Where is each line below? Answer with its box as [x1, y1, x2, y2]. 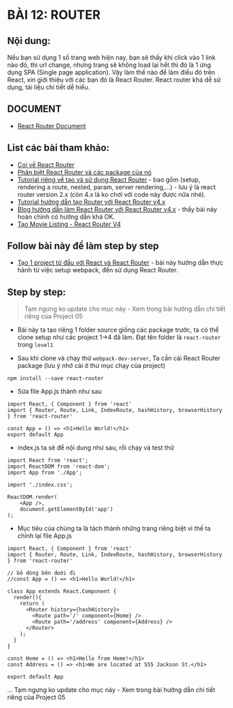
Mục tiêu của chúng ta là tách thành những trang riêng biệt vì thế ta [17, 524, 211, 533]
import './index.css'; [7, 482, 73, 489]
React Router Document [17, 121, 86, 130]
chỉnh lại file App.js [17, 531, 72, 540]
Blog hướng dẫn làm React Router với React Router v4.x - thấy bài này [17, 205, 218, 213]
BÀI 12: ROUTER [7, 7, 101, 23]
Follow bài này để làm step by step [7, 240, 159, 252]
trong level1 [17, 341, 54, 349]
